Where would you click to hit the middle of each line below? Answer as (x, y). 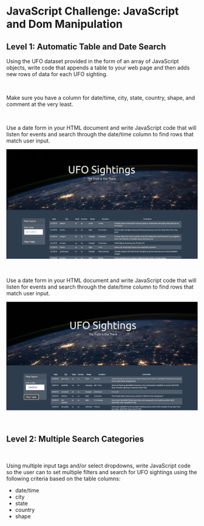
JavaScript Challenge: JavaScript (93, 11)
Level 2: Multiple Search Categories (75, 439)
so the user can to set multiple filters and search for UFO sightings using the (102, 472)
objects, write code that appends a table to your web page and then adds (98, 68)
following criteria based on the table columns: (63, 479)
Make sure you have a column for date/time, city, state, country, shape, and (101, 98)
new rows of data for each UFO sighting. (57, 74)
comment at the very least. (40, 104)
